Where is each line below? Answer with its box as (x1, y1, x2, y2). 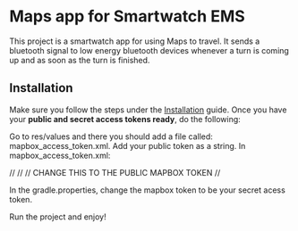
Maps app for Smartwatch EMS (9, 6, 246, 27)
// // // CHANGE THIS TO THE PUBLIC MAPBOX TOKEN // (9, 167, 221, 177)
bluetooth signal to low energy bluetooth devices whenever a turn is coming (9, 45, 289, 55)
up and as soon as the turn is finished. (9, 54, 150, 65)
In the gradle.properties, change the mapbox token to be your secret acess (9, 185, 286, 195)
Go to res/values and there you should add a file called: (9, 131, 213, 142)
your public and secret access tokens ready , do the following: (9, 113, 242, 124)
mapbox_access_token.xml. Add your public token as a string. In (9, 140, 246, 151)
